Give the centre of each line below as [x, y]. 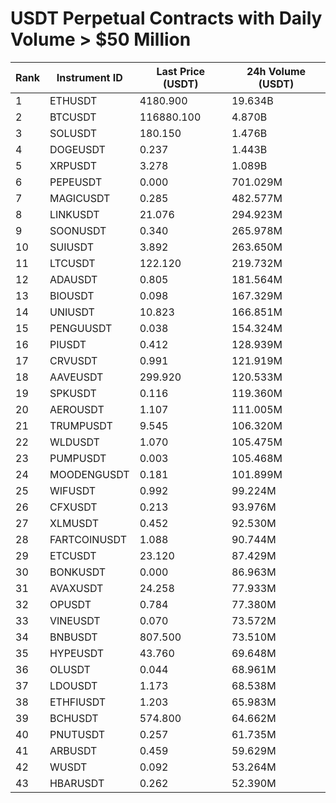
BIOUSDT [72, 295]
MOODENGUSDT [89, 474]
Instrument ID [89, 77]
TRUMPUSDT [81, 425]
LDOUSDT [73, 685]
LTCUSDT [72, 263]
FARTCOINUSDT [88, 539]
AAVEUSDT [76, 377]
